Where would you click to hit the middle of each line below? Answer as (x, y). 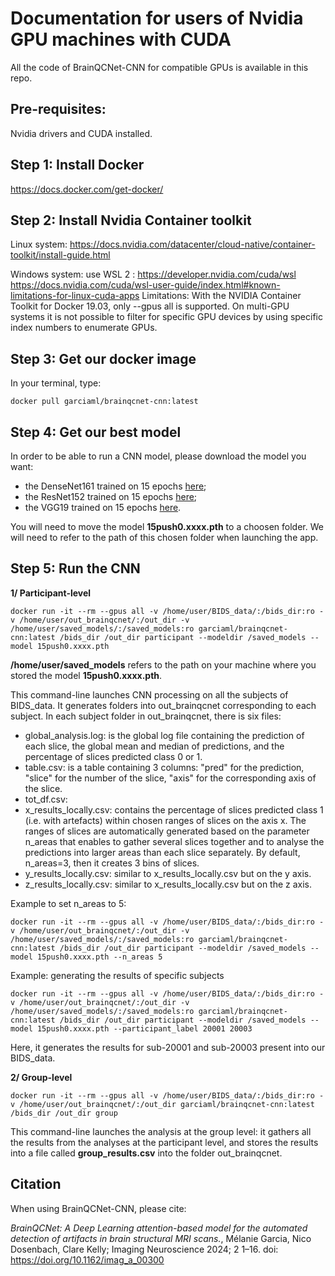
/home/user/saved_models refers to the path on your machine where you (163, 664)
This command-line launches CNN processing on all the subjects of (149, 694)
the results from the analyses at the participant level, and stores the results (164, 1142)
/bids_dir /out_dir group (64, 1113)
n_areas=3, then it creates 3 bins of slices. (112, 863)
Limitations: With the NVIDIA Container (221, 296)
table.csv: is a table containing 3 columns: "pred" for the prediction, (164, 767)
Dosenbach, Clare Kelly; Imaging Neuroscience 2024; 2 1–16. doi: (144, 1249)
